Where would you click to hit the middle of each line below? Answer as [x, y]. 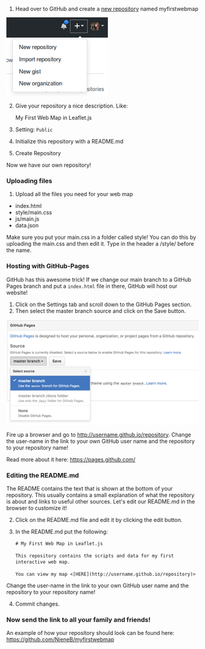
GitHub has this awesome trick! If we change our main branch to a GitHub [99, 279]
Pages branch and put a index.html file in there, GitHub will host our [92, 286]
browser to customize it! [37, 508]
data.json [27, 226]
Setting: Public [34, 130]
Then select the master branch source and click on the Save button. [100, 310]
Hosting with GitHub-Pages [48, 266]
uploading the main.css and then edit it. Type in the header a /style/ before [100, 244]
